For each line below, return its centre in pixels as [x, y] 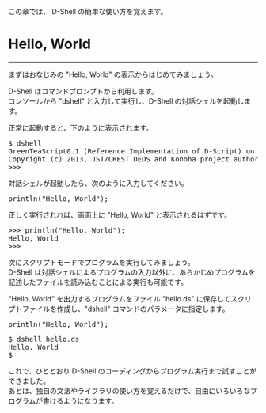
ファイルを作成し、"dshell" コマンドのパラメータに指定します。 [125, 309]
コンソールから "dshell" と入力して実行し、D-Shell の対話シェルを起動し [126, 100]
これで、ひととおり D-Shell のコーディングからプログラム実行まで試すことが [133, 371]
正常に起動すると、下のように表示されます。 [81, 127]
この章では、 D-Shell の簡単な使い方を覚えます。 [88, 11]
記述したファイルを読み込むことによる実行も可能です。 [98, 282]
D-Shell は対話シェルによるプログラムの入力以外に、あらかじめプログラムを [132, 272]
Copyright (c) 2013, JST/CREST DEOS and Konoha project [119, 159]
